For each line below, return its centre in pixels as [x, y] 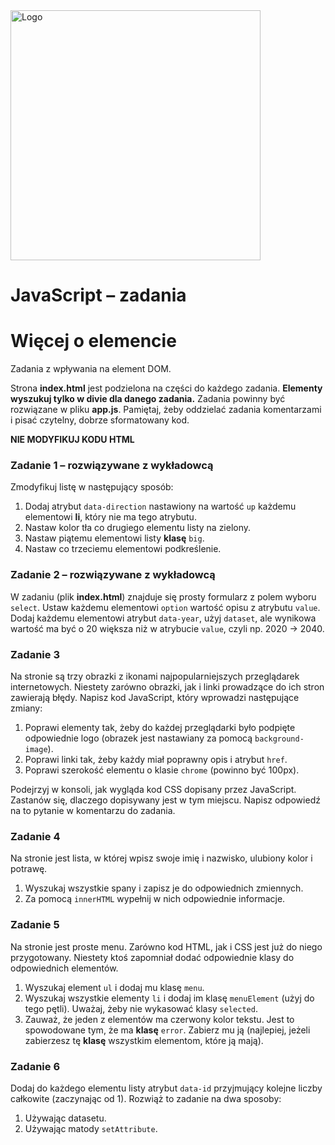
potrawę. [29, 869]
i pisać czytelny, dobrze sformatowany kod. [100, 420]
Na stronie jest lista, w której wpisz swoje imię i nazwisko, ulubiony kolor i [161, 858]
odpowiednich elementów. [64, 968]
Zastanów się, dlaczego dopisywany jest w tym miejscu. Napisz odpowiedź [165, 800]
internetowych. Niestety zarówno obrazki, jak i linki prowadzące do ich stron [167, 687]
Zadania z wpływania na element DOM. [91, 369]
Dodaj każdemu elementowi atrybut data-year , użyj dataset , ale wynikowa [163, 618]
